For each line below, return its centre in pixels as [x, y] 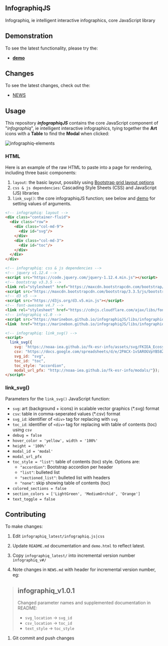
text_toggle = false [34, 499]
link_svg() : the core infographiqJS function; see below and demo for [84, 198]
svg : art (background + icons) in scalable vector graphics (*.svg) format [86, 408]
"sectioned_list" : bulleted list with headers [65, 477]
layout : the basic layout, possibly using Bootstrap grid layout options [83, 182]
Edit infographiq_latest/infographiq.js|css [58, 536]
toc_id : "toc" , [30, 361]
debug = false [27, 435]
